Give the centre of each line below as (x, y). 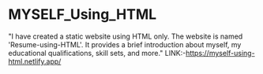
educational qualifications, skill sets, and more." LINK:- (97, 53)
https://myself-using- (220, 53)
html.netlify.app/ (35, 61)
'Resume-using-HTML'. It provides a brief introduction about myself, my (125, 44)
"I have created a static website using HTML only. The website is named (126, 36)
